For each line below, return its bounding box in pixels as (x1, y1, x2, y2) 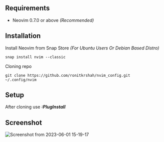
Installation (5, 32, 41, 40)
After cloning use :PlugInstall (5, 104, 66, 110)
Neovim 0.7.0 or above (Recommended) (12, 17, 94, 23)
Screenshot (5, 118, 42, 127)
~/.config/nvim (5, 77, 37, 82)
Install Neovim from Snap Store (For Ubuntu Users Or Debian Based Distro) (5, 45, 160, 51)
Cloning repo (5, 63, 32, 69)
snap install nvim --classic (5, 54, 66, 59)
